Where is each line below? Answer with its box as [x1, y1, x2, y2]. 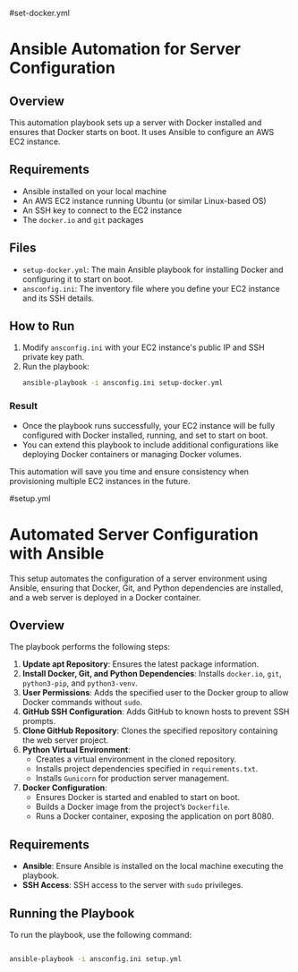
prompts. [21, 716, 56, 727]
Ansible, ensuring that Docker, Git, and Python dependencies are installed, [9, 582, 284, 593]
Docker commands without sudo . [21, 697, 143, 708]
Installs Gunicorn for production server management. [35, 773, 230, 784]
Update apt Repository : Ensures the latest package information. [21, 659, 260, 669]
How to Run [9, 319, 75, 334]
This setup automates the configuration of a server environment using [9, 573, 268, 584]
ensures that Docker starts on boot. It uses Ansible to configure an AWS [9, 127, 275, 137]
